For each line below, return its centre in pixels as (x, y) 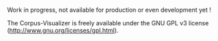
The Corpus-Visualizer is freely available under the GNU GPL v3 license (108, 23)
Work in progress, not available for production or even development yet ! (109, 10)
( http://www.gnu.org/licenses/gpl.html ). (63, 30)
